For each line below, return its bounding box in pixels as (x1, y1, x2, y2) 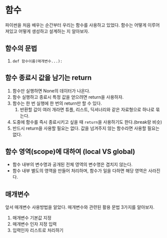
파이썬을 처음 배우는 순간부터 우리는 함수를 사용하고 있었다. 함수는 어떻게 (5, 22, 146, 28)
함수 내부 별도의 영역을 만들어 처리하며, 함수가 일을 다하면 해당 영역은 (12, 168, 147, 174)
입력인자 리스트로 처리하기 (12, 228, 64, 234)
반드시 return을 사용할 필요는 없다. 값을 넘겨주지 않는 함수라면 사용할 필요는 (12, 125, 160, 131)
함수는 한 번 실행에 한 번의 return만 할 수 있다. (12, 100, 102, 106)
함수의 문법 (5, 44, 37, 53)
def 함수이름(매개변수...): (12, 58, 62, 64)
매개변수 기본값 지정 (12, 215, 51, 221)
